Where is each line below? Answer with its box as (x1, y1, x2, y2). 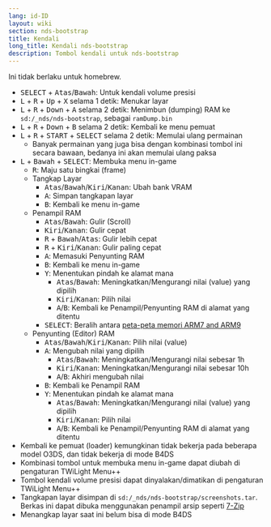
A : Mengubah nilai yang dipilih (44, 346, 145, 355)
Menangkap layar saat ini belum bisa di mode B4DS (19, 510, 193, 519)
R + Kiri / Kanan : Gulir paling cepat (44, 242, 162, 252)
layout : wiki (8, 19, 53, 28)
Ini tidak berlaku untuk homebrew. (8, 72, 121, 81)
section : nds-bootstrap (8, 27, 89, 35)
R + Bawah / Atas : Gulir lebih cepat (44, 234, 158, 243)
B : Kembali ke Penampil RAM (44, 380, 140, 390)
